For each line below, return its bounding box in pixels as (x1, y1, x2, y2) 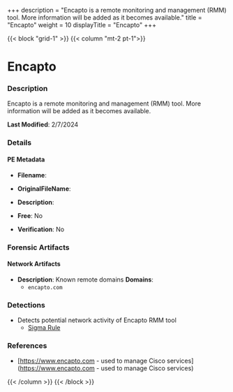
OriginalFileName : (17, 184, 71, 193)
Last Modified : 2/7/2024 (7, 120, 79, 129)
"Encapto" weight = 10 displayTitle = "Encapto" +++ (7, 21, 157, 29)
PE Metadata (7, 155, 45, 164)
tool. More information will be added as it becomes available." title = (7, 13, 202, 22)
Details (7, 138, 32, 147)
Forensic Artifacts (7, 242, 70, 252)
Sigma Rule (27, 324, 61, 332)
